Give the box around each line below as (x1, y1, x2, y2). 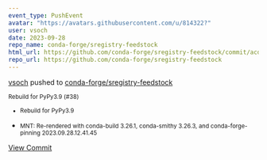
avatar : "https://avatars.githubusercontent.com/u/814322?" (8, 19, 212, 27)
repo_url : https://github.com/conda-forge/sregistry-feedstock (8, 56, 222, 64)
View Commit (8, 143, 52, 152)
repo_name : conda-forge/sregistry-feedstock (8, 41, 158, 49)
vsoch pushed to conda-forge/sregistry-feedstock (8, 77, 173, 87)
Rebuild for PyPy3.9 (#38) (8, 93, 79, 101)
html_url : (8, 48, 41, 56)
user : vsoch (8, 26, 48, 34)
